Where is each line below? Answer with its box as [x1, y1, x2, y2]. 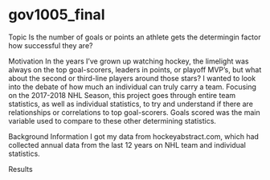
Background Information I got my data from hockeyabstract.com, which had [8, 131, 260, 141]
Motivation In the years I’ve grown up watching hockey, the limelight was [8, 56, 249, 66]
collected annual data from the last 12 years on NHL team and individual [8, 140, 247, 149]
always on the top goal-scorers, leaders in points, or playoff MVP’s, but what [8, 64, 262, 74]
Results [8, 164, 34, 174]
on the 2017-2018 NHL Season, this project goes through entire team [8, 90, 236, 100]
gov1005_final [8, 6, 105, 24]
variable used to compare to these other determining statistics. [8, 116, 217, 125]
